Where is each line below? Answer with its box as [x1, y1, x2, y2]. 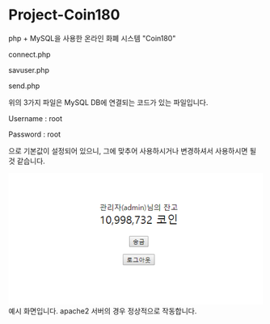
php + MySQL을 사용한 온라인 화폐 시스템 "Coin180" [8, 33, 176, 43]
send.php [8, 81, 40, 90]
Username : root [8, 113, 63, 123]
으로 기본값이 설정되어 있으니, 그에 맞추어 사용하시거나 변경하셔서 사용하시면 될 [8, 145, 257, 155]
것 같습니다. [8, 156, 46, 166]
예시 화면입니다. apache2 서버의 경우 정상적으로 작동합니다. [8, 305, 197, 316]
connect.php [8, 49, 51, 59]
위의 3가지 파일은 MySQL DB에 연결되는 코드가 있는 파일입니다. [8, 97, 209, 107]
